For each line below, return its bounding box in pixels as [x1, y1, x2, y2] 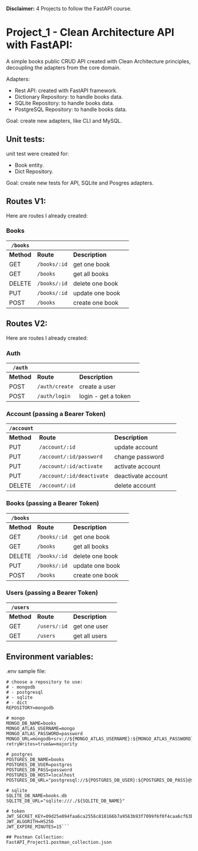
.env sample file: [6, 667, 46, 674]
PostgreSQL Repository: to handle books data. [14, 106, 127, 113]
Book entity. [14, 161, 44, 168]
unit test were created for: [6, 150, 70, 157]
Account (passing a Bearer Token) [6, 410, 106, 418]
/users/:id [37, 623, 68, 629]
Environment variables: [6, 652, 94, 662]
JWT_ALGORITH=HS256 [6, 818, 54, 824]
